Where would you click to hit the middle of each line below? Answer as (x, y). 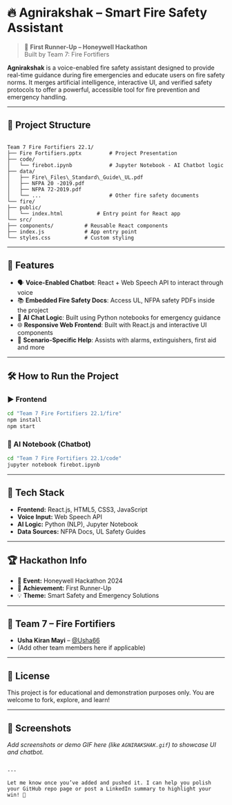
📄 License (29, 676)
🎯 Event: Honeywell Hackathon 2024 (70, 581)
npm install (24, 420)
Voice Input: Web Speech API (59, 516)
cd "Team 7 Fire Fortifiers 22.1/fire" (65, 414)
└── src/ (20, 220)
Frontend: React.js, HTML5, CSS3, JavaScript (82, 510)
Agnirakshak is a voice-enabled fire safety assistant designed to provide (111, 68)
